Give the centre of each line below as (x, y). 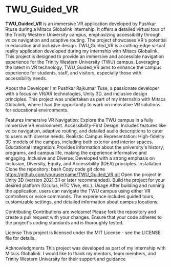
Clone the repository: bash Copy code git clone (55, 169)
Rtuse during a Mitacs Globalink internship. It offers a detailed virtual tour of (85, 29)
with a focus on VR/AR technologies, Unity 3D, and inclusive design (76, 93)
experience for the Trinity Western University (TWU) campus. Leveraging (82, 62)
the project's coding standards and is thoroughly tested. (65, 222)
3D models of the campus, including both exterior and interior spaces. (79, 142)
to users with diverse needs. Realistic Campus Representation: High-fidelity (85, 136)
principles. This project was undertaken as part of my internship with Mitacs (85, 99)
